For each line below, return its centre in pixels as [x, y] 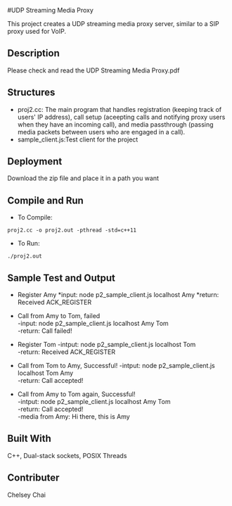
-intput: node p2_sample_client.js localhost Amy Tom [94, 402]
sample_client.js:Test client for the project [78, 139]
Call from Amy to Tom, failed [59, 316]
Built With [29, 439]
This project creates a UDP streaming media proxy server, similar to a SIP [113, 24]
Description [33, 53]
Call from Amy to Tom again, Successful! [76, 394]
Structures [31, 93]
